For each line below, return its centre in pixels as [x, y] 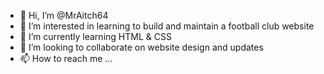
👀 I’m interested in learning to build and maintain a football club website [167, 26]
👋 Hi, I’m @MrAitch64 [64, 15]
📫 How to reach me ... [66, 58]
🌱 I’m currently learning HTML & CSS [95, 36]
